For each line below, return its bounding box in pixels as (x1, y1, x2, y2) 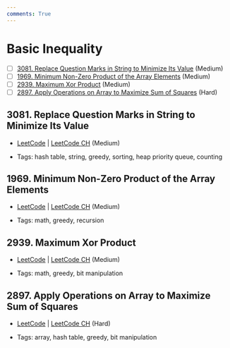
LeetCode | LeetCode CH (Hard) (16, 319, 111, 328)
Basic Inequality (6, 40, 103, 56)
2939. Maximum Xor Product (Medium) (16, 80, 131, 88)
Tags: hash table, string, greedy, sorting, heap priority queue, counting (16, 152, 223, 161)
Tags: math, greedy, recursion (16, 216, 104, 224)
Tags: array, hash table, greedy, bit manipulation (16, 333, 157, 342)
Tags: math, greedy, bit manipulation (16, 269, 123, 277)
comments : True (6, 10, 52, 18)
